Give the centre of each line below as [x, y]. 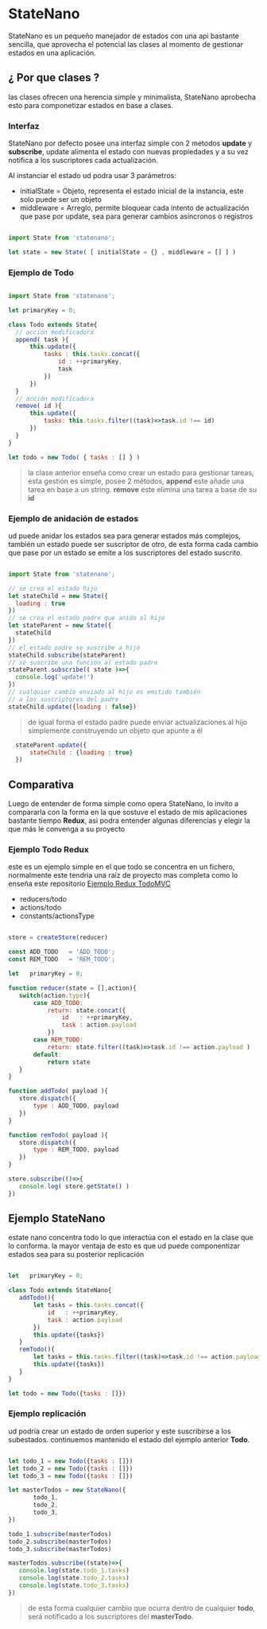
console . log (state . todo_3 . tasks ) [74, 1586]
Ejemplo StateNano [57, 1218]
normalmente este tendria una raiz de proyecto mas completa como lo [123, 875]
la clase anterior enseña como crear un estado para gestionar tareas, [141, 472]
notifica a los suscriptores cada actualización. [83, 161]
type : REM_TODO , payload [76, 1150]
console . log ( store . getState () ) [74, 1186]
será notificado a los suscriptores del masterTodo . [110, 1616]
